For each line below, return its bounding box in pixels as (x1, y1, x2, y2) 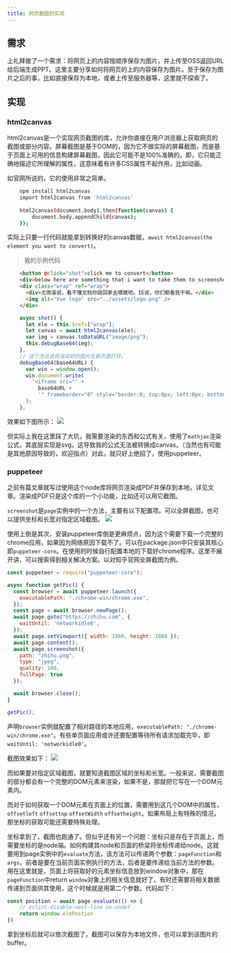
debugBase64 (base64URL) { (19, 359, 94, 366)
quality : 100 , (19, 665, 60, 672)
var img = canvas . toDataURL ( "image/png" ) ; (25, 334, 149, 341)
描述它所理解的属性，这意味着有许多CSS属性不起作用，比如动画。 (19, 160, 206, 168)
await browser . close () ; (13, 689, 81, 697)
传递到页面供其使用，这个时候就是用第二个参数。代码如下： (7, 884, 176, 892)
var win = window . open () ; (25, 365, 100, 372)
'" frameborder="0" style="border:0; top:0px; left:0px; (37, 392, 205, 398)
